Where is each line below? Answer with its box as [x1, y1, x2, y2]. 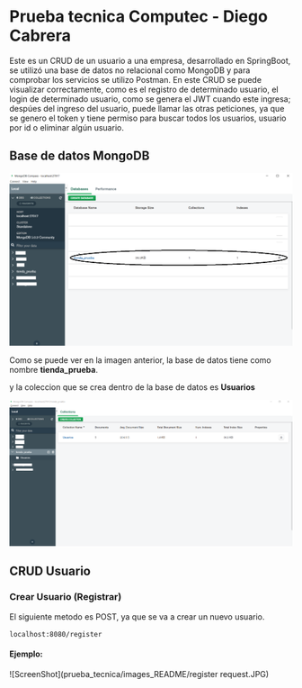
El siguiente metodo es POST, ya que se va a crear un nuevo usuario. [9, 611, 265, 622]
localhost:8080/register [9, 629, 102, 638]
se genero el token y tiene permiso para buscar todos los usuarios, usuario [9, 113, 287, 123]
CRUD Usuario [9, 564, 92, 579]
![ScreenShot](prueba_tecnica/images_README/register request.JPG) [9, 668, 270, 679]
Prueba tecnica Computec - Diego [9, 6, 268, 27]
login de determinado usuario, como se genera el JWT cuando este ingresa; [9, 93, 291, 104]
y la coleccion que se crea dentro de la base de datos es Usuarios [9, 382, 256, 393]
